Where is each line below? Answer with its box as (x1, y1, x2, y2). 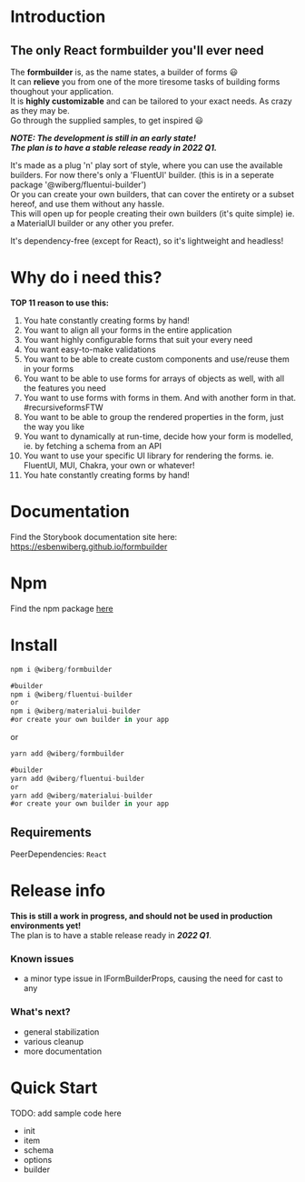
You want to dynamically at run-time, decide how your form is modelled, (23, 430, 294, 442)
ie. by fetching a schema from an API (23, 440, 162, 451)
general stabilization (23, 1026, 100, 1037)
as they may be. (10, 105, 71, 115)
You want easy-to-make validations (23, 344, 157, 355)
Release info (10, 880, 106, 901)
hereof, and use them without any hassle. (10, 198, 165, 209)
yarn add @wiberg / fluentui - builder (10, 774, 145, 783)
